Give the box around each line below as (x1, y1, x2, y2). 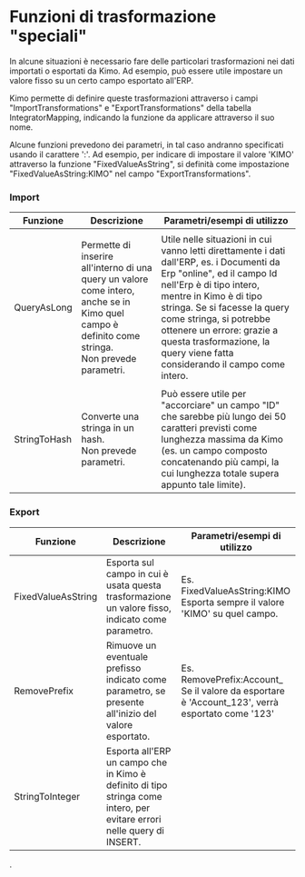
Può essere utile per (161, 388, 247, 401)
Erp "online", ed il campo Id (161, 267, 278, 280)
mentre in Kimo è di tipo (161, 290, 263, 303)
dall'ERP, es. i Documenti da (161, 256, 280, 269)
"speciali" (9, 25, 88, 46)
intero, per (105, 802, 151, 814)
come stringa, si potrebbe (161, 313, 271, 325)
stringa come (105, 790, 162, 802)
